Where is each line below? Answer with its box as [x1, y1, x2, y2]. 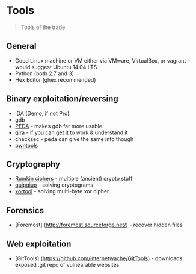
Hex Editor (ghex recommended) [14, 76, 96, 83]
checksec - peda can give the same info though [14, 135, 134, 142]
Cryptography [6, 159, 60, 169]
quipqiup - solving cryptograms [14, 181, 94, 188]
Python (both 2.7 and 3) [14, 70, 74, 77]
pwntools [14, 142, 38, 149]
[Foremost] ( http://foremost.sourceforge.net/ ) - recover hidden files [14, 221, 183, 229]
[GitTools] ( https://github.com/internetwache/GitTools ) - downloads [14, 255, 183, 262]
